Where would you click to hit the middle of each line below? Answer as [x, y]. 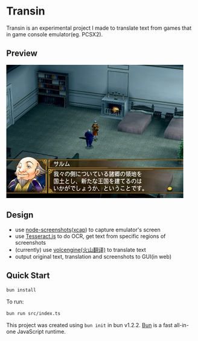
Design [20, 215]
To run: [15, 302]
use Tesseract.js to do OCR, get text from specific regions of [90, 236]
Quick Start [28, 275]
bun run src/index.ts [34, 314]
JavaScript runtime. [42, 332]
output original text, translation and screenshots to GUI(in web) [93, 256]
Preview [22, 54]
